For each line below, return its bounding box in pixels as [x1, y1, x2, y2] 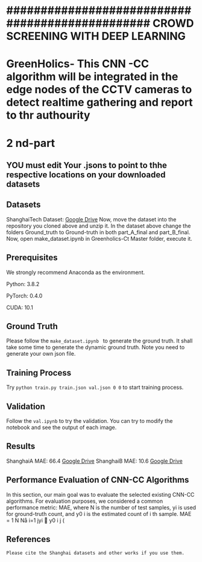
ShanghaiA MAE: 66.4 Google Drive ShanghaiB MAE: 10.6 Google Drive [6, 457, 183, 465]
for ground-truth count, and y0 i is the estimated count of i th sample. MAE [6, 510, 192, 517]
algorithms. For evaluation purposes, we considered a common [6, 497, 163, 505]
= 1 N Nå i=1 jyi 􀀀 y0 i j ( [6, 517, 65, 524]
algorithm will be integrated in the [6, 70, 178, 83]
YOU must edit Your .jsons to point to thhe [6, 160, 168, 170]
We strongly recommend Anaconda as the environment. [6, 269, 145, 276]
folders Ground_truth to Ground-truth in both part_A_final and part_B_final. [6, 228, 191, 236]
